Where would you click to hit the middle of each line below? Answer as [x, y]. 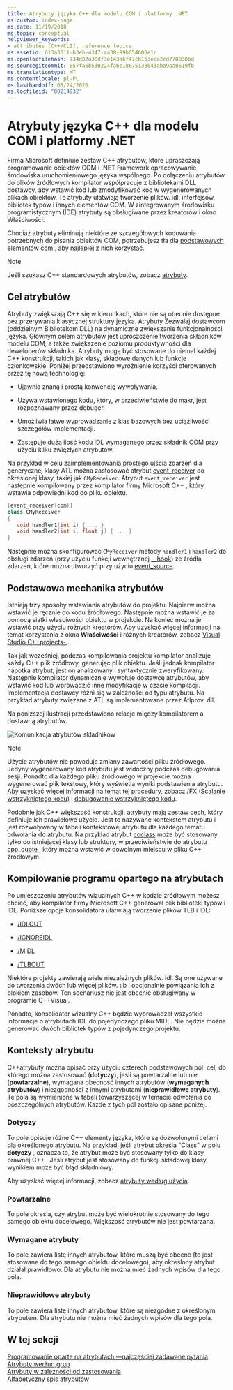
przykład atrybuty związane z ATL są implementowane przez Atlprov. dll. [111, 700]
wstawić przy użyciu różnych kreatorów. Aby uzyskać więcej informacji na [114, 627]
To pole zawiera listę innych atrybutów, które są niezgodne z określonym [111, 1310]
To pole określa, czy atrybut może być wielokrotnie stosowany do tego [109, 1214]
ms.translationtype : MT [42, 72]
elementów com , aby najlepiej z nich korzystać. [76, 248]
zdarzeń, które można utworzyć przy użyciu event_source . [91, 566]
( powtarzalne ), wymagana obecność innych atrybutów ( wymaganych [108, 1082]
